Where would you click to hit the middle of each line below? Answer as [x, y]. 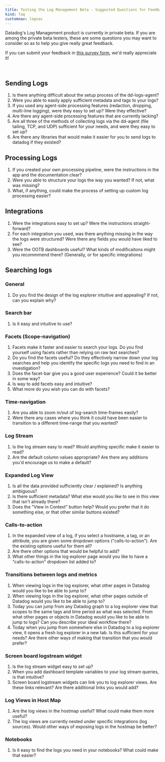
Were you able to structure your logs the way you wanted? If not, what [83, 180]
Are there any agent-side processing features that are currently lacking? [85, 116]
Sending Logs [27, 83]
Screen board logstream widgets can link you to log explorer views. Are [84, 682]
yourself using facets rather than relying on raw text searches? [76, 353]
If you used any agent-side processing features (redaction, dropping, [82, 106]
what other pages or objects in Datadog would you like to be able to [81, 617]
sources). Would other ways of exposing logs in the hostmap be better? [84, 727]
